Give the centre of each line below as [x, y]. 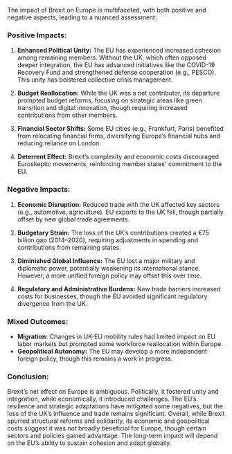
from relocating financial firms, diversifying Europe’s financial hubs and [118, 136]
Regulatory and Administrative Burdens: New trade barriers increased [119, 289]
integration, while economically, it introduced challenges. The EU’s [102, 399]
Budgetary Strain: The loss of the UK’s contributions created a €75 [113, 233]
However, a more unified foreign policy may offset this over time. [109, 275]
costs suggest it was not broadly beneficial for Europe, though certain [107, 428]
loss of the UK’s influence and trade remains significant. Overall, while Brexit [116, 414]
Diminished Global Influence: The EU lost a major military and [106, 261]
